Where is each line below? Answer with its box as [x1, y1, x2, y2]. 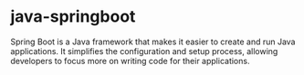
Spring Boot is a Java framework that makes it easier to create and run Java [10, 36, 296, 47]
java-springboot [10, 6, 136, 27]
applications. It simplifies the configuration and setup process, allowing [10, 45, 278, 56]
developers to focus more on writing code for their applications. [10, 55, 250, 66]
